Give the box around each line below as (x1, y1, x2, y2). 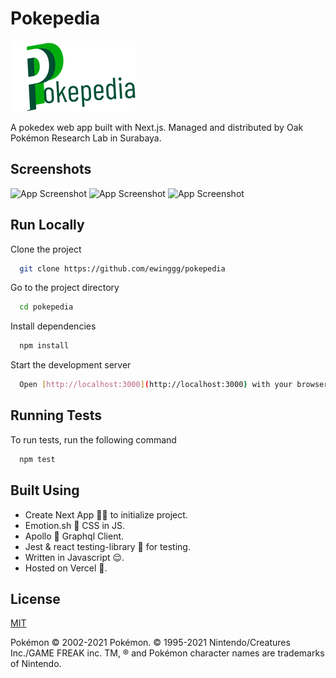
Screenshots (10, 161, 92, 178)
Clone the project (10, 243, 82, 255)
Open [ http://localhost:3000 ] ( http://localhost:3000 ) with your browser (19, 380, 329, 390)
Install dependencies (10, 320, 97, 332)
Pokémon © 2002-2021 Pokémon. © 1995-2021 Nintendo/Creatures (10, 637, 291, 649)
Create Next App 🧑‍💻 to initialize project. (24, 508, 188, 521)
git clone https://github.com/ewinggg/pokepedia (19, 263, 226, 274)
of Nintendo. (10, 658, 62, 670)
